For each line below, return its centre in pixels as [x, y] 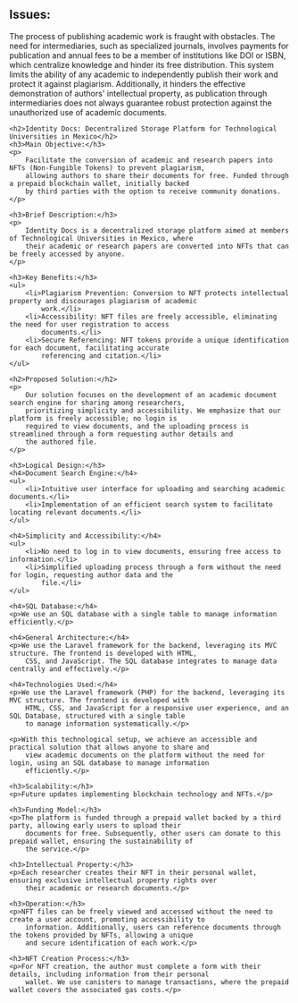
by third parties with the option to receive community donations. [153, 191]
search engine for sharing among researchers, [97, 403]
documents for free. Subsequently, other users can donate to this [153, 833]
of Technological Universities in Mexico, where [101, 238]
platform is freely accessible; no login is [93, 418]
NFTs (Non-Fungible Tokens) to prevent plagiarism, [107, 168]
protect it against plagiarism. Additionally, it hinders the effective [128, 83]
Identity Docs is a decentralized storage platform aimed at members [157, 230]
